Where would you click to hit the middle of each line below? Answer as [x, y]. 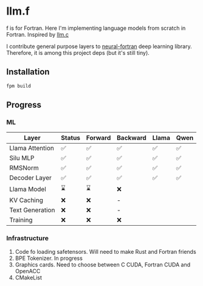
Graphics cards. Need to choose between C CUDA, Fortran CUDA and [103, 264]
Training [21, 220]
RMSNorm [24, 168]
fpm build [19, 86]
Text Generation [32, 210]
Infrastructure [28, 239]
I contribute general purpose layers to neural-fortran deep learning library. [99, 46]
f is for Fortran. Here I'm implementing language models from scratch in [96, 28]
